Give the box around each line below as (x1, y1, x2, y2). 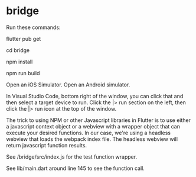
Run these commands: (6, 24, 61, 31)
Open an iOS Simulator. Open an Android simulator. (6, 81, 130, 88)
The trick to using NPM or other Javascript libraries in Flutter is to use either (6, 117, 191, 124)
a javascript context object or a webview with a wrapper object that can (6, 123, 180, 130)
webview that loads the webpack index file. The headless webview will (6, 135, 178, 143)
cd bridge (6, 46, 30, 54)
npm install (6, 58, 33, 65)
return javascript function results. (6, 141, 87, 149)
